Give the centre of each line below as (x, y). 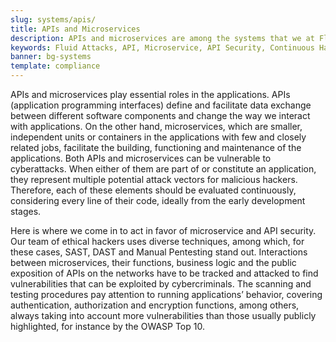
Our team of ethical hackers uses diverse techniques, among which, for (157, 241)
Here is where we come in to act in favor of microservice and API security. (163, 230)
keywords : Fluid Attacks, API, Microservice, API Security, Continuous (162, 47)
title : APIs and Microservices (75, 29)
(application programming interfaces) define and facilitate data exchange (161, 105)
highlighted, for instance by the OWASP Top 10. (107, 326)
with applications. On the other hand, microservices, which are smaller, (156, 126)
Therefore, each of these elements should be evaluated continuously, (153, 190)
